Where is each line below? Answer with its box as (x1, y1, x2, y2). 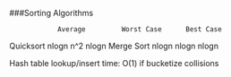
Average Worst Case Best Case (56, 25, 222, 34)
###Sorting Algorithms (9, 8, 94, 18)
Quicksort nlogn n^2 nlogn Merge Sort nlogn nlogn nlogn (9, 40, 219, 51)
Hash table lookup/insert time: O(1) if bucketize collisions (9, 58, 219, 68)
